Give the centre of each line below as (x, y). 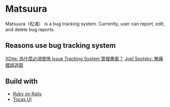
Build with (22, 82)
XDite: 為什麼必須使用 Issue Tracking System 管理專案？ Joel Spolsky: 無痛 (84, 58)
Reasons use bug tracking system (61, 46)
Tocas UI (22, 99)
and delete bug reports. (30, 29)
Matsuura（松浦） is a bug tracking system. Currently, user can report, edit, (85, 24)
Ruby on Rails (27, 94)
